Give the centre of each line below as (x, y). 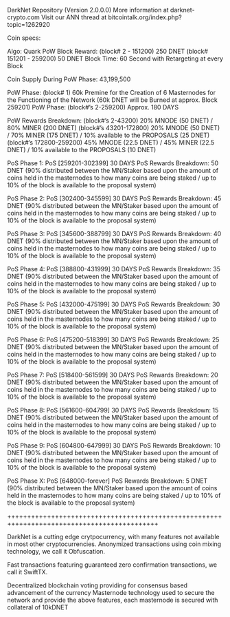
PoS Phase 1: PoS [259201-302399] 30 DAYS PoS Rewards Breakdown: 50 (113, 163)
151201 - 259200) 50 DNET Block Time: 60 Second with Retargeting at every (115, 59)
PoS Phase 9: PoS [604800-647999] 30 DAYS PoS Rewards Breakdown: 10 (114, 446)
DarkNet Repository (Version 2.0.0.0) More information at (88, 10)
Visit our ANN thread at (74, 17)
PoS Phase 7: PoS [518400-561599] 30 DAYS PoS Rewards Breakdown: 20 (113, 375)
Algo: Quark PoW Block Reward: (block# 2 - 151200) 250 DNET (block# (107, 51)
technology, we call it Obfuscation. (56, 551)
